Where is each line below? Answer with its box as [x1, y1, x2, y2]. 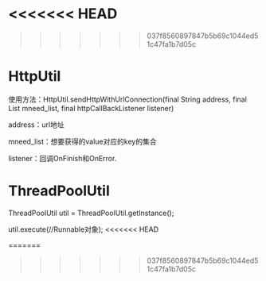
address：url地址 [8, 120, 65, 129]
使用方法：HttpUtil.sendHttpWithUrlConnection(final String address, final [8, 94, 247, 104]
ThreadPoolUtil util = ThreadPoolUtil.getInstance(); [8, 208, 174, 217]
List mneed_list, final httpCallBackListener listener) [8, 103, 174, 113]
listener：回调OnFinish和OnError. [8, 153, 117, 163]
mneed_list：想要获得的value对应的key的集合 [8, 137, 157, 146]
